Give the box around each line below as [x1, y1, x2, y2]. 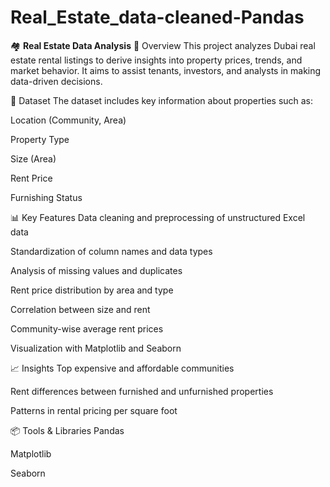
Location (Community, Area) [10, 114, 127, 126]
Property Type [10, 133, 70, 145]
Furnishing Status [10, 191, 83, 203]
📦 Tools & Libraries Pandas [10, 424, 125, 436]
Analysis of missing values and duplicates [10, 264, 183, 276]
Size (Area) [10, 152, 57, 165]
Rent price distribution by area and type [10, 284, 174, 296]
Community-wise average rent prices [10, 322, 164, 335]
